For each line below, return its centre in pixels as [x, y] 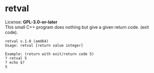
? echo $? [15, 62]
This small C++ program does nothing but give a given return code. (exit [77, 27]
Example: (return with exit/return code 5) [50, 54]
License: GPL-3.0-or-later [31, 22]
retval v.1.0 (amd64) [27, 41]
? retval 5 [16, 58]
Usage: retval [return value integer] [44, 45]
